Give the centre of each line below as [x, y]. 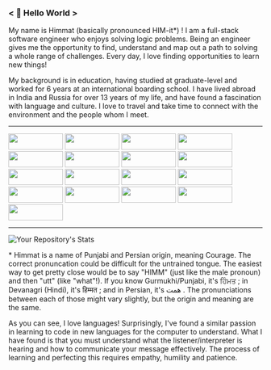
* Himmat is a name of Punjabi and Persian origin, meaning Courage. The [130, 255]
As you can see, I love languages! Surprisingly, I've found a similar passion [132, 323]
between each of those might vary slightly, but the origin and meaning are [131, 299]
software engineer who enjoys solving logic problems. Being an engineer [129, 39]
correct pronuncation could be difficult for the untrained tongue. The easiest [135, 264]
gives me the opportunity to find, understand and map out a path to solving [133, 48]
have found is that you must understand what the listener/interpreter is [125, 341]
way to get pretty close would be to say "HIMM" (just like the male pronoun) [134, 272]
